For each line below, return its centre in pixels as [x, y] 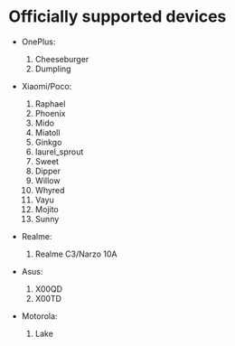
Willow [47, 180]
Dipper [47, 171]
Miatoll [47, 132]
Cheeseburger [62, 59]
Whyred [50, 190]
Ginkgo [48, 142]
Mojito [47, 209]
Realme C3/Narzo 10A [76, 254]
